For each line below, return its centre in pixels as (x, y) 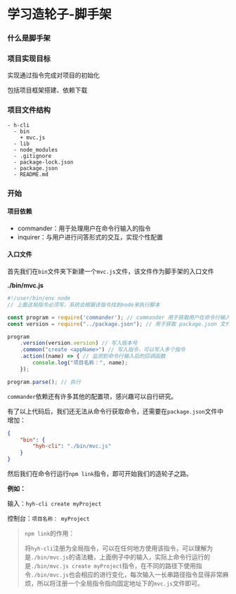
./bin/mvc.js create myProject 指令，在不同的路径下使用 (113, 566)
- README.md (31, 174)
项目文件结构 (29, 110)
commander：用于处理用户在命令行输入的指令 (84, 228)
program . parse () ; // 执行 (44, 382)
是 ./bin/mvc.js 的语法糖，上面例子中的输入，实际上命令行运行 (114, 557)
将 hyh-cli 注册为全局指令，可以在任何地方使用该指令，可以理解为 (118, 548)
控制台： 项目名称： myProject (48, 519)
